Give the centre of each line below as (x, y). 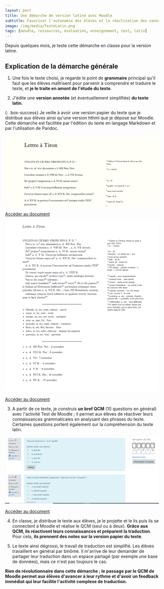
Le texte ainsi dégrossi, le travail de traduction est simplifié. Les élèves (83, 546)
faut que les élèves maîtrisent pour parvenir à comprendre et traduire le (84, 83)
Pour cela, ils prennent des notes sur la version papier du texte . (77, 537)
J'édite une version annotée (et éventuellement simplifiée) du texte (80, 98)
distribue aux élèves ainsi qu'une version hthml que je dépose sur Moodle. (80, 118)
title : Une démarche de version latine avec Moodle (59, 15)
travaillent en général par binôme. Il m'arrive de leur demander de (78, 551)
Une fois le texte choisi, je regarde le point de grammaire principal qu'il (84, 78)
